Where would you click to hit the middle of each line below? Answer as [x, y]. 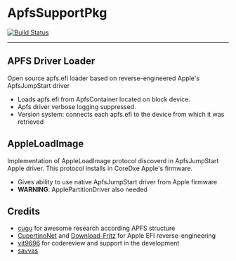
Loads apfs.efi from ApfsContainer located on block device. [104, 99]
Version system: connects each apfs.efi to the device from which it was [121, 114]
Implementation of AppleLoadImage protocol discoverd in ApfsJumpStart [113, 160]
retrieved [31, 122]
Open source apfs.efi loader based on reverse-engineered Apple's [104, 78]
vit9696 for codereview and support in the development [98, 243]
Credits [24, 211]
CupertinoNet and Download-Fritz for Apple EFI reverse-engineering [117, 236]
